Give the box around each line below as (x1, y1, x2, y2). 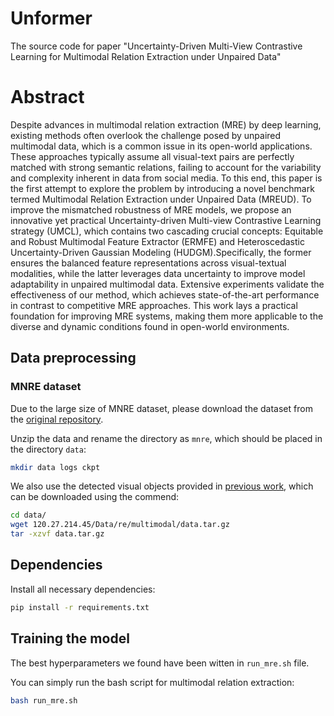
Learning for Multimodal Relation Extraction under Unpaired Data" (10, 50, 282, 62)
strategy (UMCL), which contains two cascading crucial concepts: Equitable (10, 225, 324, 237)
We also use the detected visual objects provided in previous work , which (10, 480, 314, 492)
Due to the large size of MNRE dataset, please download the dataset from (10, 402, 313, 414)
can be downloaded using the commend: (10, 491, 180, 503)
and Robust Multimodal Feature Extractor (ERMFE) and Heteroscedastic (10, 235, 305, 247)
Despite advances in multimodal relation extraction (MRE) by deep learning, (10, 118, 322, 131)
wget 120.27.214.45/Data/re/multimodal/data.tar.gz (10, 520, 230, 530)
